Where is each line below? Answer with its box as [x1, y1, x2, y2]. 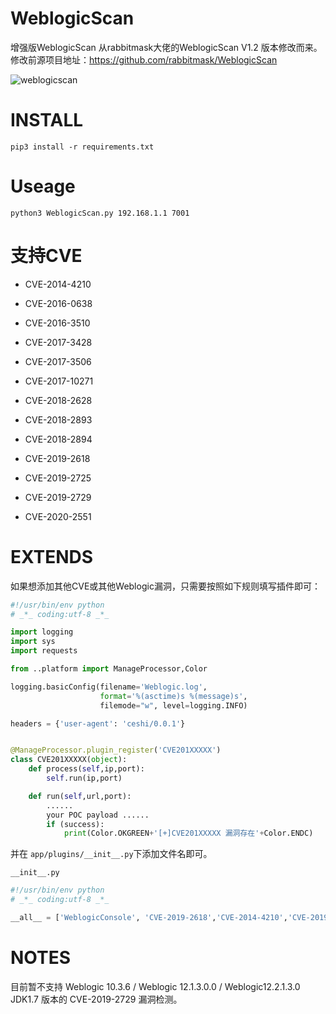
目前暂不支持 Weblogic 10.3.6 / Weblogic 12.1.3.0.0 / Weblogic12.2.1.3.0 [10, 980, 301, 992]
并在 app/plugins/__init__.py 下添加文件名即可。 [10, 848, 213, 860]
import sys [10, 637, 56, 647]
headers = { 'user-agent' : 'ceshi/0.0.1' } [10, 718, 186, 729]
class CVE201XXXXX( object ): [10, 755, 128, 765]
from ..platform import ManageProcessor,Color [10, 664, 208, 674]
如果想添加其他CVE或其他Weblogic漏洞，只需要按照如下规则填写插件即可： [10, 580, 321, 592]
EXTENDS [10, 545, 94, 568]
